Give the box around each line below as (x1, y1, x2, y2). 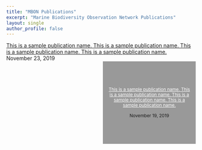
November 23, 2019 (6, 55, 55, 62)
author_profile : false (6, 25, 63, 32)
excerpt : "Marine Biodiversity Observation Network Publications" (6, 14, 176, 20)
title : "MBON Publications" (6, 8, 77, 15)
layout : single (6, 20, 44, 26)
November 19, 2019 (129, 113, 170, 119)
